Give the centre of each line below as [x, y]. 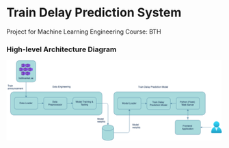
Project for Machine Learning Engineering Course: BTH [84, 32]
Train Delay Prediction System [94, 13]
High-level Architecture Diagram [62, 49]
